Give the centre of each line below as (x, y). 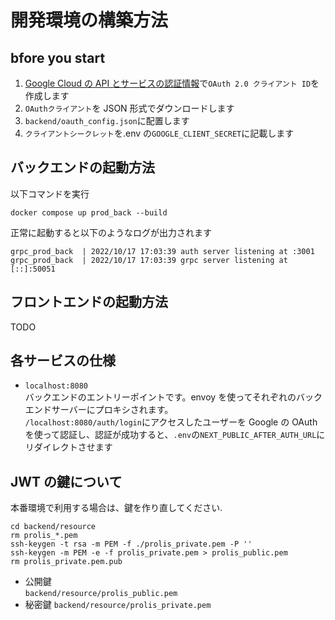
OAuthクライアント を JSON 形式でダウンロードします (129, 108)
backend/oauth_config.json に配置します (107, 120)
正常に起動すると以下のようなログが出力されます (111, 232)
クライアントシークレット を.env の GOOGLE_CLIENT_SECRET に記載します (159, 133)
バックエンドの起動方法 (82, 167)
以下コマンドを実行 (50, 193)
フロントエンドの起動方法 (89, 302)
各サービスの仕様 (63, 361)
